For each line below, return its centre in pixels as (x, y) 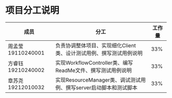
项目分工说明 (33, 10)
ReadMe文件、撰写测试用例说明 (94, 70)
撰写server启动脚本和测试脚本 (102, 87)
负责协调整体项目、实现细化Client (96, 45)
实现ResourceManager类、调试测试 (98, 80)
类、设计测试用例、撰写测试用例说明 (99, 53)
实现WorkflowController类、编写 (94, 63)
